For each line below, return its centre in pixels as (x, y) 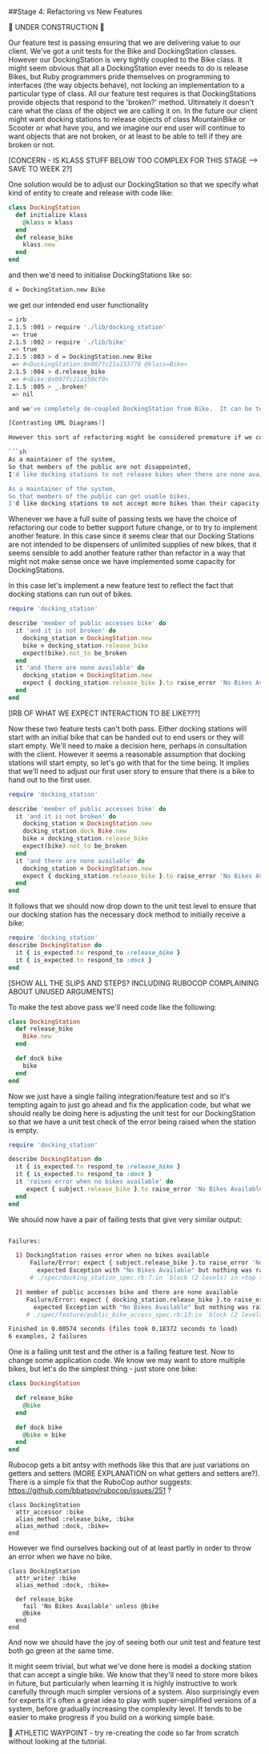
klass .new (39, 245)
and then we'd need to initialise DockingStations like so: (100, 275)
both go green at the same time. (61, 1651)
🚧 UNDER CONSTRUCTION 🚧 (56, 27)
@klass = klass (48, 222)
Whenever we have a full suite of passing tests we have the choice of (123, 519)
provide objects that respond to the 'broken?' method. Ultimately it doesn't (131, 102)
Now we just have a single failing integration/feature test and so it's (119, 1096)
